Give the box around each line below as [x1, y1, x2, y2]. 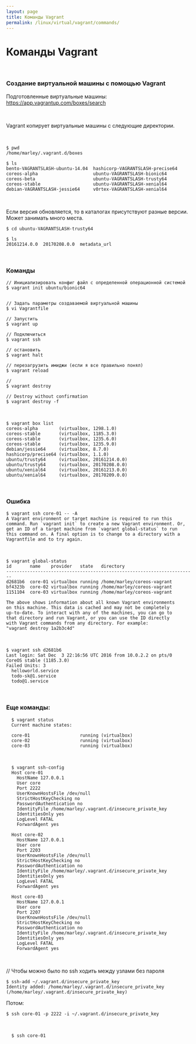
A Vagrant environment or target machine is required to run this [6, 516, 172, 522]
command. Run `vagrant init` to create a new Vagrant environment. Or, [6, 521, 185, 527]
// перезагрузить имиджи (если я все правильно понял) [6, 362, 144, 368]
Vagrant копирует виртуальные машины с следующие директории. [6, 122, 175, 129]
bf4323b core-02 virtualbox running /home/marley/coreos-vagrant [6, 584, 172, 590]
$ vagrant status [11, 717, 54, 723]
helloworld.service [11, 668, 59, 674]
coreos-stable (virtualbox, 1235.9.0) [6, 441, 117, 447]
